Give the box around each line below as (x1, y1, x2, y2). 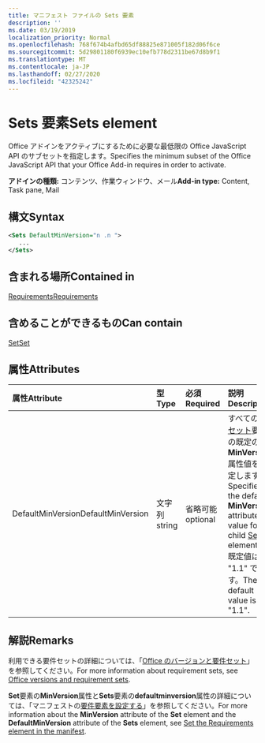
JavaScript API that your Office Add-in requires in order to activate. (8, 160, 226, 170)
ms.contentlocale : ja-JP (8, 63, 90, 71)
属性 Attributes (8, 362, 80, 375)
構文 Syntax (8, 210, 65, 223)
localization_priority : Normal (8, 33, 111, 42)
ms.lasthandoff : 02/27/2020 (8, 70, 101, 78)
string (156, 520, 178, 531)
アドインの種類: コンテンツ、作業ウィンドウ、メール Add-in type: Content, (8, 177, 250, 186)
